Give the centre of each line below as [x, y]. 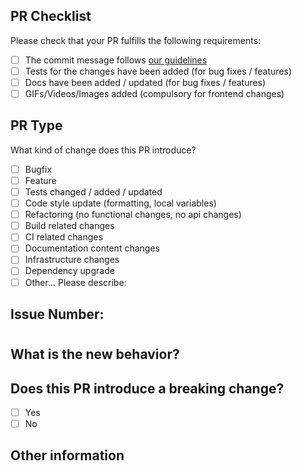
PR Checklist [51, 16]
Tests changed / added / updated [93, 192]
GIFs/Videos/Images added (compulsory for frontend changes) [154, 93]
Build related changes [69, 226]
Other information [67, 455]
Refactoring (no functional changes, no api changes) [133, 215]
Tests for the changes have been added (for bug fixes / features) [158, 71]
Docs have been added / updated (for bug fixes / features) [145, 82]
